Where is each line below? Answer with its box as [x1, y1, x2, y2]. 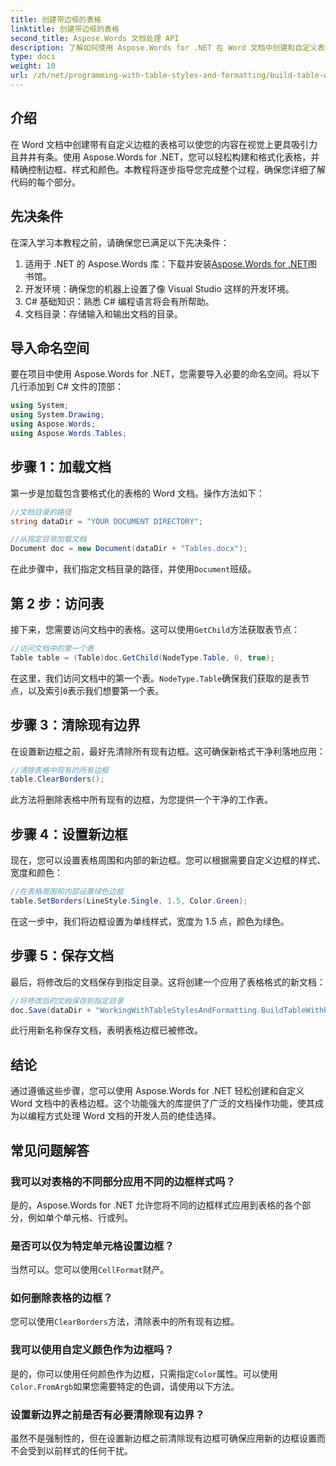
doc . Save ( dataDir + [10, 1005, 92, 1015]
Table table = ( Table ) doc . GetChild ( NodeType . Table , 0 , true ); [10, 652, 275, 663]
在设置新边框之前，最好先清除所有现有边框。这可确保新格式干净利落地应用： [10, 745, 326, 757]
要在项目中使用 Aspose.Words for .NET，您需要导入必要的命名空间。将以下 [10, 368, 320, 380]
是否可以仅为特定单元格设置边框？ [10, 1239, 175, 1253]
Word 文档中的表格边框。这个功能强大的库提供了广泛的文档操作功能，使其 [10, 1097, 316, 1110]
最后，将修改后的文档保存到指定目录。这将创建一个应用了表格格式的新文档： [10, 976, 326, 988]
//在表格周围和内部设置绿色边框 [10, 887, 124, 897]
